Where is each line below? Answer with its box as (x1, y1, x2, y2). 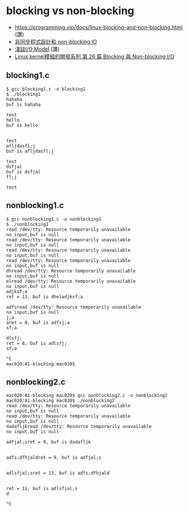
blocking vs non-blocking (6, 4, 135, 18)
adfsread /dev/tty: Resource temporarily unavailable (6, 304, 142, 310)
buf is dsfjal (6, 168, 41, 175)
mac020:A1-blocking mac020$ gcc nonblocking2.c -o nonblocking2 (6, 393, 168, 398)
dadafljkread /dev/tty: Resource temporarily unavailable (6, 424, 152, 430)
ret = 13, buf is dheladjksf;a (6, 294, 83, 300)
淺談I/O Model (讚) (14, 46, 60, 53)
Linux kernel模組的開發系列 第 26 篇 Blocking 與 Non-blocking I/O (14, 53, 175, 60)
